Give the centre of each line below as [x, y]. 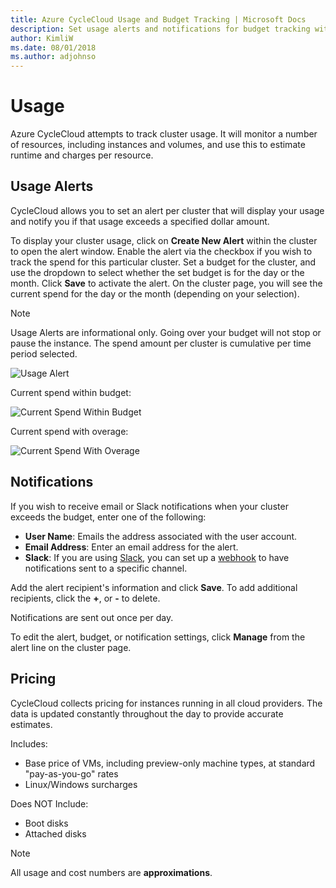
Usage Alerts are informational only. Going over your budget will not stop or [166, 332]
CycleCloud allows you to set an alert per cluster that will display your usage [167, 210]
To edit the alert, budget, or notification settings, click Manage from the [158, 637]
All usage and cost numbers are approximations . [111, 872]
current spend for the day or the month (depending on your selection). [155, 293]
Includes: [29, 743]
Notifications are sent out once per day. [92, 617]
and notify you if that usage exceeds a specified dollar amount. [140, 221]
